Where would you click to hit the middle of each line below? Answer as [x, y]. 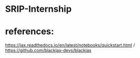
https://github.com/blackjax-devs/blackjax [48, 51]
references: [30, 32]
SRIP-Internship [38, 9]
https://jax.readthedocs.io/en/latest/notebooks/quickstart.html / [70, 45]
